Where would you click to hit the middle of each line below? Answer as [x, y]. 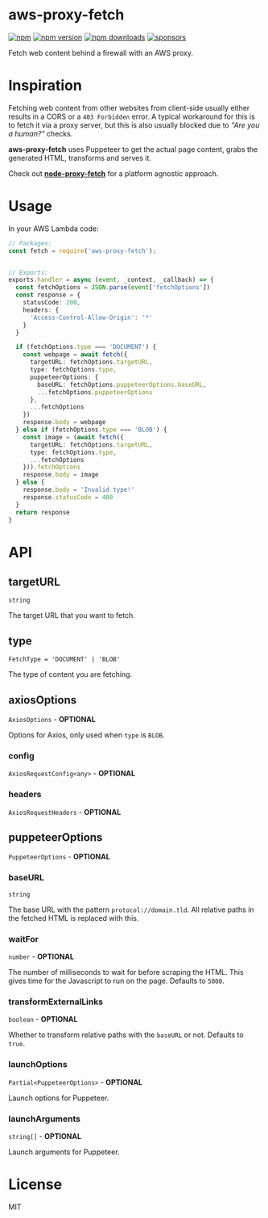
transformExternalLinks [56, 1002]
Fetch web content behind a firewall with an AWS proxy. [101, 52]
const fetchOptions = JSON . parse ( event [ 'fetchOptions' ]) [113, 288]
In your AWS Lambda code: [54, 229]
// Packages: [30, 243]
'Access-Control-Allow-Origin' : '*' [91, 317]
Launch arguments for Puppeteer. [64, 1152]
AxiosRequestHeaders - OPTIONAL [65, 812]
